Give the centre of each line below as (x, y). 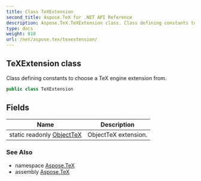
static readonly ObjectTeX (45, 134)
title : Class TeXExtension (40, 12)
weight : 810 (21, 34)
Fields (18, 108)
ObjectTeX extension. (118, 134)
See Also (19, 152)
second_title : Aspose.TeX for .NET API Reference (69, 17)
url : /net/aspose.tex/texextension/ (52, 39)
